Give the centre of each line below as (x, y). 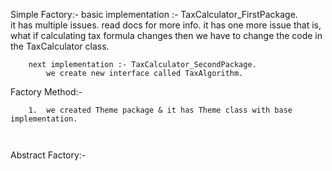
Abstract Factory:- (48, 155)
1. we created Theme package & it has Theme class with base (160, 110)
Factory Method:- (46, 92)
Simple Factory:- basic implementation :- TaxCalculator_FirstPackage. (154, 14)
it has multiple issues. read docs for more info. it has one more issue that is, (166, 25)
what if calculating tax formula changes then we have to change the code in (166, 35)
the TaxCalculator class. (60, 46)
